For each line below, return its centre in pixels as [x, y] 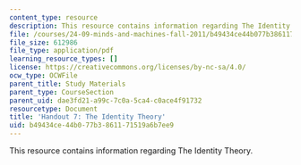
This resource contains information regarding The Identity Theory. [131, 151]
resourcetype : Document [54, 109]
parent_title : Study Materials [68, 84]
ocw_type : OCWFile [43, 76]
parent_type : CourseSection [62, 92]
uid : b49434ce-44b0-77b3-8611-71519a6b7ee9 [92, 126]
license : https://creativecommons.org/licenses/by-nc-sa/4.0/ [128, 68]
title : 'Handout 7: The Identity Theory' [88, 117]
